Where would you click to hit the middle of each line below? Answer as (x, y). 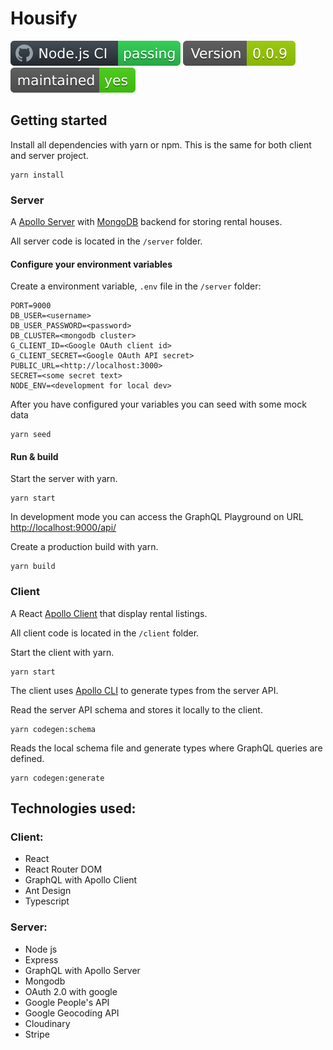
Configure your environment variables (91, 264)
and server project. (49, 155)
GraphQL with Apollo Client (81, 880)
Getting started (59, 120)
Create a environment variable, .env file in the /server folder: (136, 286)
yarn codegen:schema (53, 729)
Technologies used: (73, 808)
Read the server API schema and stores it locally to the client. (136, 709)
